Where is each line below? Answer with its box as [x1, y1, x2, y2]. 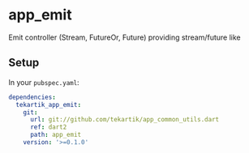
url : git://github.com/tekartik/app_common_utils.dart [29, 116, 220, 124]
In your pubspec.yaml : [8, 77, 79, 87]
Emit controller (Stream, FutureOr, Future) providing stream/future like [8, 32, 241, 42]
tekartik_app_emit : [15, 100, 82, 108]
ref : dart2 [29, 123, 67, 131]
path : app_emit [29, 131, 82, 139]
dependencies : [8, 93, 57, 101]
